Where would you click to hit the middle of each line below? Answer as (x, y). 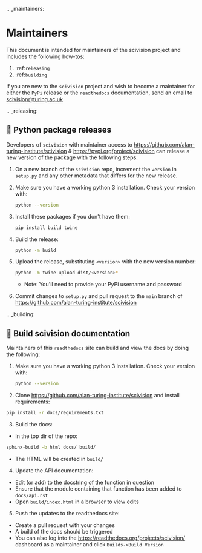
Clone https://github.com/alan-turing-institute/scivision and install (97, 395)
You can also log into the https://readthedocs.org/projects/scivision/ (100, 538)
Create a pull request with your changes (65, 525)
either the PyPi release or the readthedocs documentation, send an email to (99, 93)
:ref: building (31, 75)
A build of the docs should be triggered (64, 531)
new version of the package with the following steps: (72, 157)
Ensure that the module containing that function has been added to (99, 488)
